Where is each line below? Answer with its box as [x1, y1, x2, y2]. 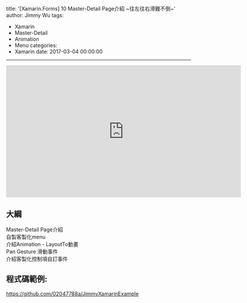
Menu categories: [14, 42, 57, 49]
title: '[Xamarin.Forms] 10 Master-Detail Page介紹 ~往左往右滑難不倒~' [6, 5, 176, 12]
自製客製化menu [6, 233, 46, 240]
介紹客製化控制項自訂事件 [6, 255, 68, 262]
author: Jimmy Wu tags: [6, 12, 64, 19]
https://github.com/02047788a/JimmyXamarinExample [6, 290, 139, 297]
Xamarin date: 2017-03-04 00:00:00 [14, 48, 103, 55]
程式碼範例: [6, 274, 48, 284]
